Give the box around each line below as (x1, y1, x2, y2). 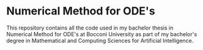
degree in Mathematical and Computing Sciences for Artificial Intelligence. (6, 37, 194, 44)
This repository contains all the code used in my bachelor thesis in (6, 24, 174, 31)
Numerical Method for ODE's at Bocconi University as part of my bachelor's (6, 30, 197, 37)
